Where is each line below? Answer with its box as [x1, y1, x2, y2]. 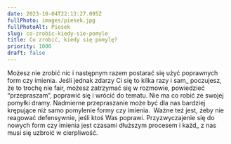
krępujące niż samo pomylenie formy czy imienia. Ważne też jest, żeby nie [7, 106, 225, 114]
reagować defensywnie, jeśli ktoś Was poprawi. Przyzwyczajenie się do [7, 113, 216, 122]
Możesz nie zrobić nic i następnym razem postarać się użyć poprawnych [7, 68, 218, 77]
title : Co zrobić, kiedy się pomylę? [7, 37, 118, 44]
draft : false [7, 50, 46, 57]
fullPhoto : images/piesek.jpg [7, 17, 96, 24]
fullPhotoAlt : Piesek [7, 23, 71, 30]
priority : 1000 [7, 43, 52, 50]
